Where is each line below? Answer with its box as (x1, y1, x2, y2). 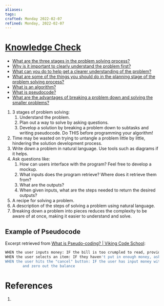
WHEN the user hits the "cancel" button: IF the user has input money (5, 259, 152, 264)
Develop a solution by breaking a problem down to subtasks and (19, 125, 149, 131)
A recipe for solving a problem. (12, 198, 75, 204)
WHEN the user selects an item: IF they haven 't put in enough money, (5, 254, 152, 259)
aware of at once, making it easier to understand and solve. (12, 213, 132, 219)
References (5, 280, 53, 291)
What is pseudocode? (12, 89, 56, 95)
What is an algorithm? (12, 84, 56, 90)
